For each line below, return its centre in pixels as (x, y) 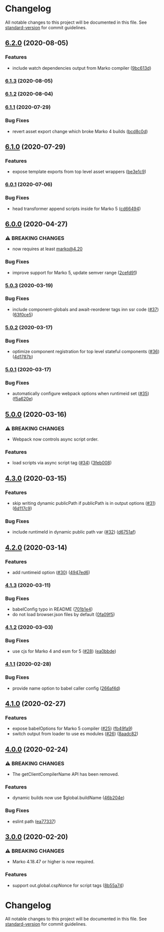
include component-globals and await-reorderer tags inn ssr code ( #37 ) (85, 309)
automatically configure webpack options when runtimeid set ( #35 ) (81, 394)
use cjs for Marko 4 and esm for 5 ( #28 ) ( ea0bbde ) (64, 651)
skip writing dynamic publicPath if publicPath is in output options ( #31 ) (84, 503)
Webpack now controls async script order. (55, 439)
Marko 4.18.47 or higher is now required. (53, 862)
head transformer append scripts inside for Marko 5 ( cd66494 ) (77, 209)
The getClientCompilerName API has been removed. (66, 774)
